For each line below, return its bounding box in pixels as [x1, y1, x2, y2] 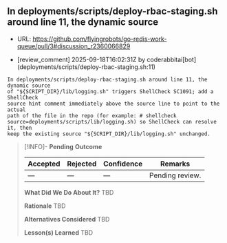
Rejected [67, 159, 97, 168]
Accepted [27, 159, 61, 168]
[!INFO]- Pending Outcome [23, 142, 102, 150]
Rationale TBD [23, 202, 66, 210]
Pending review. [149, 171, 202, 180]
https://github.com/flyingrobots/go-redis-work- [32, 35, 167, 43]
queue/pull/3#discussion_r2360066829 [17, 41, 131, 50]
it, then [7, 124, 32, 131]
